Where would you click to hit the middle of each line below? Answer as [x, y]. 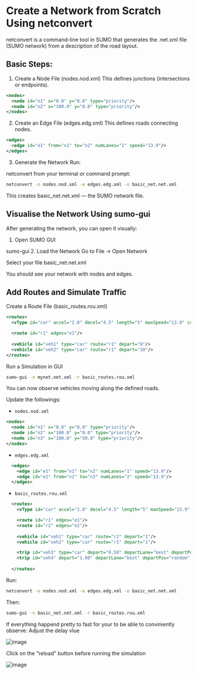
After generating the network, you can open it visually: [72, 228]
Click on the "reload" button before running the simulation [76, 653]
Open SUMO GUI [35, 240]
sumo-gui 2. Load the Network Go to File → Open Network [77, 251]
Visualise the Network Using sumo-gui [78, 214]
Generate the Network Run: [47, 162]
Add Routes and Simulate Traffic [67, 292]
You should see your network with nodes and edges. [70, 274]
